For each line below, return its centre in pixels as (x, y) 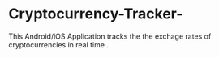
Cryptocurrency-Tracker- (96, 14)
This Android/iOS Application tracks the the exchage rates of (110, 36)
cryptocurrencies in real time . (59, 44)
